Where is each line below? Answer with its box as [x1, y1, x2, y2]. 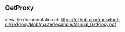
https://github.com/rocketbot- [60, 16, 120, 22]
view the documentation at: [5, 16, 60, 22]
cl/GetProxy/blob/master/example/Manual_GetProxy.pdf [5, 21, 116, 27]
